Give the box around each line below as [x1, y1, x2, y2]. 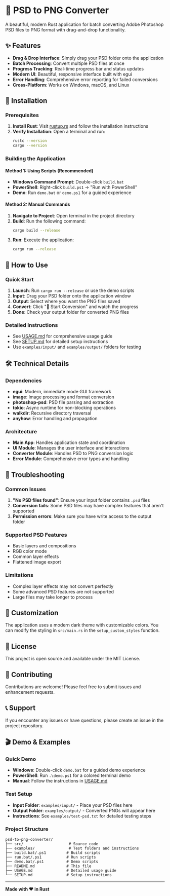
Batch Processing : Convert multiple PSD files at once [12, 60, 125, 66]
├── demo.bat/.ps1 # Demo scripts [5, 859, 99, 865]
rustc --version [12, 138, 47, 143]
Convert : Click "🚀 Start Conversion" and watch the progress [12, 304, 139, 310]
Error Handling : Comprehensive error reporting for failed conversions [12, 76, 158, 83]
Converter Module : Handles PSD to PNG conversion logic [12, 451, 134, 457]
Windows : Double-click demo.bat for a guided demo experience [12, 767, 146, 773]
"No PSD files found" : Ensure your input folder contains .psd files [12, 497, 150, 503]
